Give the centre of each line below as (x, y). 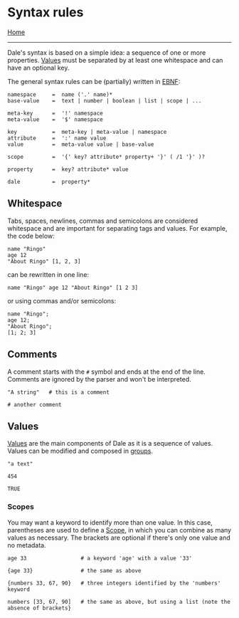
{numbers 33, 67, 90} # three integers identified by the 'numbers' (114, 583)
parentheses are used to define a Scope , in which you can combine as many (119, 530)
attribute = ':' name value (57, 138)
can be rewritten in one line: (48, 274)
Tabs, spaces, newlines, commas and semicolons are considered (103, 221)
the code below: (31, 236)
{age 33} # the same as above (74, 570)
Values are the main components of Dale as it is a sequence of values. (110, 444)
